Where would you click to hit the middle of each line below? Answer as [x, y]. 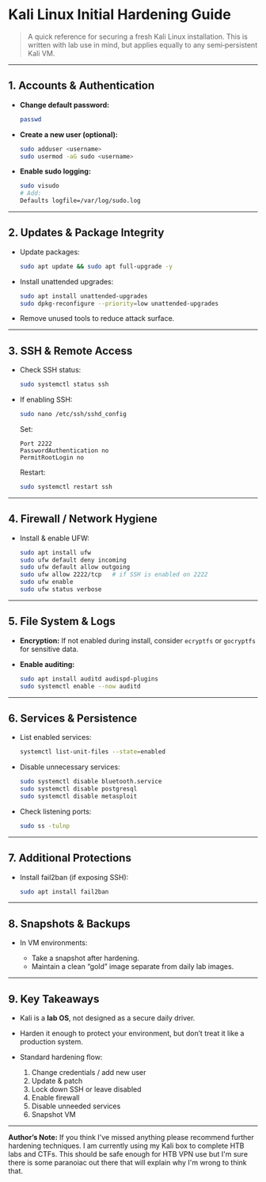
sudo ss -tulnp [45, 825]
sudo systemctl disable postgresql [78, 789]
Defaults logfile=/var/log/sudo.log [80, 201]
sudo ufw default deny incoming [73, 560]
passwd [30, 119]
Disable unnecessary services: [70, 767]
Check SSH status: [50, 370]
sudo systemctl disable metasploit [78, 796]
